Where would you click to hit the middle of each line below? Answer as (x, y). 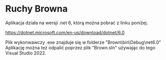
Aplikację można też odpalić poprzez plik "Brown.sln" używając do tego (80, 47)
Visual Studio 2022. (26, 53)
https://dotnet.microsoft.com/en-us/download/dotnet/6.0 (65, 32)
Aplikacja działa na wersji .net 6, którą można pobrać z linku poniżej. (77, 23)
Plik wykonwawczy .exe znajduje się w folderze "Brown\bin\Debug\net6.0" (83, 42)
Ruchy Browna (37, 9)
